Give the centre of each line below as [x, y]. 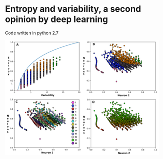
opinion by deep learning [57, 19]
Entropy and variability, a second [73, 9]
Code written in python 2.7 [32, 33]
